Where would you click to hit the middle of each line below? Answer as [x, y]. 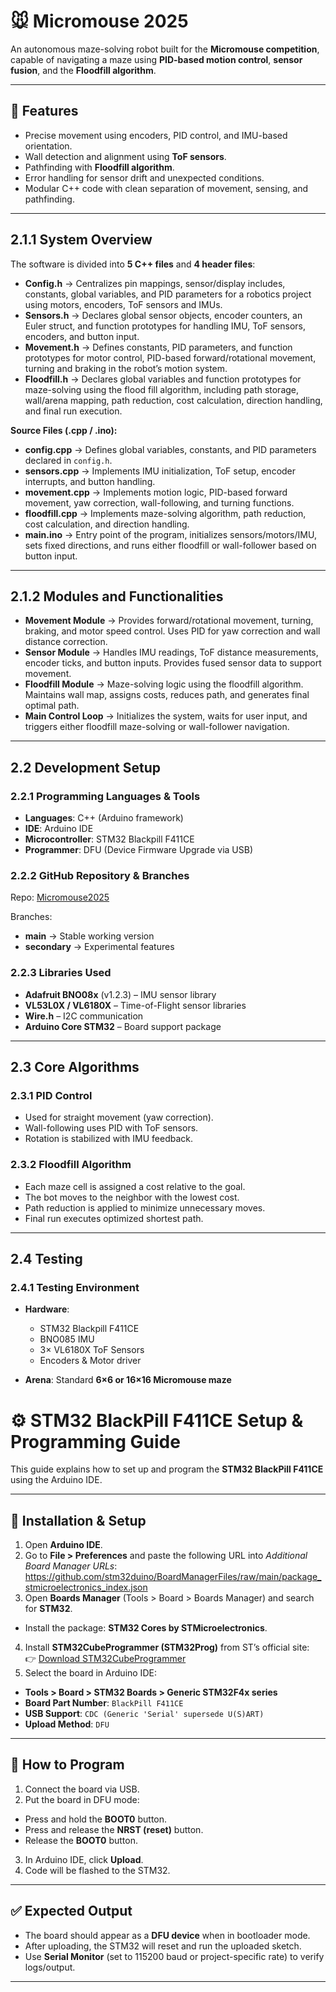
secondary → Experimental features [99, 947]
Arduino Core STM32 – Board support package [123, 1026]
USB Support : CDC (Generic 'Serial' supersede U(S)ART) [144, 1714]
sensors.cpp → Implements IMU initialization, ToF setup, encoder [160, 471]
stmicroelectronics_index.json [86, 1587]
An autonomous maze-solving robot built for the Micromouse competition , [165, 49]
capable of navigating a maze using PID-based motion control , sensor [156, 59]
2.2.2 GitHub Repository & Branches [100, 875]
